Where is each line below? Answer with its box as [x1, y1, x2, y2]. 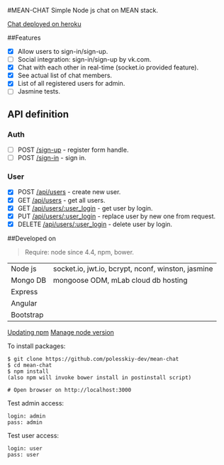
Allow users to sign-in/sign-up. [17, 47, 108, 55]
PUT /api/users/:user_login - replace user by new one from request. [17, 212, 216, 220]
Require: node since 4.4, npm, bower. [24, 247, 135, 256]
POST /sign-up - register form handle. [17, 145, 129, 155]
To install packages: [7, 342, 66, 350]
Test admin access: [7, 398, 65, 407]
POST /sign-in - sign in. [17, 154, 86, 162]
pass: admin [7, 418, 43, 426]
